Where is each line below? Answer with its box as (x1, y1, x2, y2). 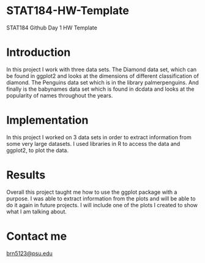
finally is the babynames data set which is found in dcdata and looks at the (6, 85, 195, 93)
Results (6, 168, 46, 181)
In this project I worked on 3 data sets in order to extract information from (6, 133, 192, 141)
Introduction (6, 45, 71, 59)
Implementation (6, 113, 89, 128)
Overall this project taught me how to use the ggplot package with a (6, 188, 177, 196)
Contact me (6, 229, 67, 243)
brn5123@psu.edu (6, 250, 53, 257)
